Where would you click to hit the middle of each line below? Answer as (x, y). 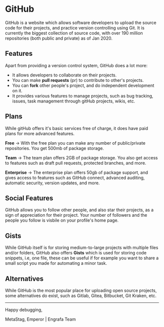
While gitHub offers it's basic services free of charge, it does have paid (77, 128)
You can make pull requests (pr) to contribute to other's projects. (78, 80)
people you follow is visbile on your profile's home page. (62, 220)
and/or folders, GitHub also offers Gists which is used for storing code (76, 253)
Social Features (29, 198)
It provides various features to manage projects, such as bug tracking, (83, 96)
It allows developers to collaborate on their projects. (64, 75)
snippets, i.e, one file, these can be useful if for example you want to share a (82, 258)
